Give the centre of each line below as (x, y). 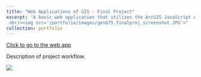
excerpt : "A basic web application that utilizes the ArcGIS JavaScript (99, 17)
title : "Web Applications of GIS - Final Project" (71, 12)
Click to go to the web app (39, 45)
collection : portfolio (34, 28)
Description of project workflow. (46, 56)
